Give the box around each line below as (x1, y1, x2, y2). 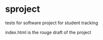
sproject (5, 3, 41, 15)
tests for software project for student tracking (5, 20, 98, 26)
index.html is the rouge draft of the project (5, 29, 92, 35)
